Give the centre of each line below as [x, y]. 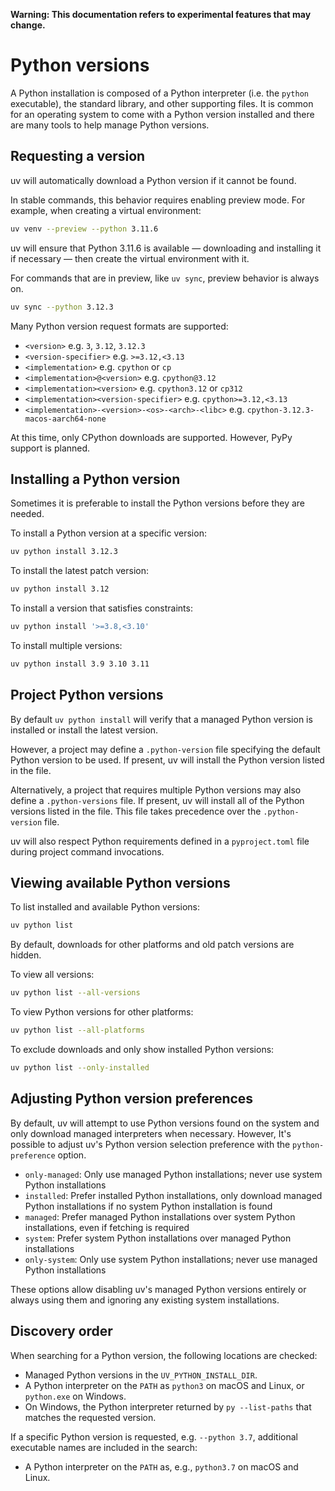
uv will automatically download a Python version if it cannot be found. [153, 180]
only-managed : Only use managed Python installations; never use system [173, 1174]
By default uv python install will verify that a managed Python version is [161, 719]
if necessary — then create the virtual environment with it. [130, 258]
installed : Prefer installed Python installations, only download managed [173, 1195]
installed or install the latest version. [84, 730]
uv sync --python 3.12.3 [62, 307]
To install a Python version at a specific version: [108, 533]
